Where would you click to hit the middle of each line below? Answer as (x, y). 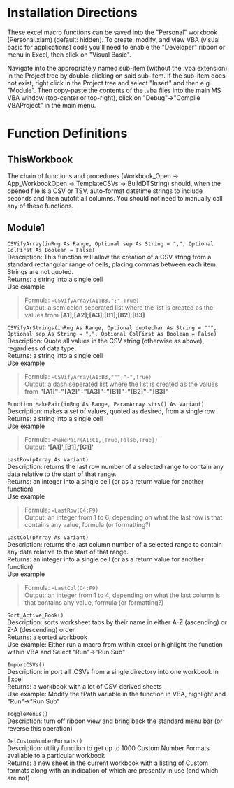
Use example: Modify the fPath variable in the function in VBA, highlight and (117, 694)
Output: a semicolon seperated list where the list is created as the (119, 307)
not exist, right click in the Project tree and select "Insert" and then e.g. (109, 83)
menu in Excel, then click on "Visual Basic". (69, 55)
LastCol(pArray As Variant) (48, 537)
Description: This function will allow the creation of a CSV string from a (109, 257)
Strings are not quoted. (41, 271)
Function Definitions (67, 134)
